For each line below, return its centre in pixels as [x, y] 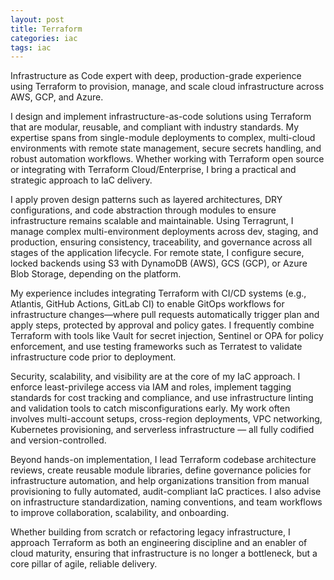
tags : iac [31, 47]
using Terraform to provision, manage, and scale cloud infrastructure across [167, 87]
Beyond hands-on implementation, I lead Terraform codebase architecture [163, 460]
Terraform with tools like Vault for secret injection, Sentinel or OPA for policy [167, 336]
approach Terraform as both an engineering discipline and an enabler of [159, 543]
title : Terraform [46, 29]
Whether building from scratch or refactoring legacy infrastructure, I [150, 532]
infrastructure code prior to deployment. [93, 357]
